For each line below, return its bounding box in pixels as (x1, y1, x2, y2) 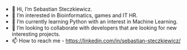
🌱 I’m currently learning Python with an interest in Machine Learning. (11, 18, 178, 25)
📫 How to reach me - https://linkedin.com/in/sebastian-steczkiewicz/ (11, 37, 181, 44)
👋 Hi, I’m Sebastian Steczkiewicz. (11, 6, 92, 12)
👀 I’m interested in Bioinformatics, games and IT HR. (11, 12, 138, 19)
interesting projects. (11, 31, 61, 38)
